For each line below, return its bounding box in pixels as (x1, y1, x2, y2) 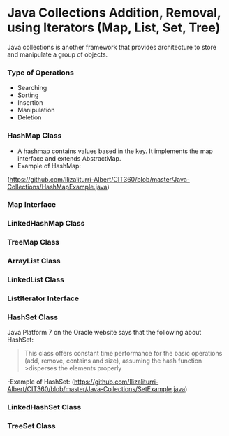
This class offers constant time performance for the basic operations (24, 349, 223, 358)
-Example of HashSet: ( (7, 377, 75, 386)
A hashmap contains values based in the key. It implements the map (17, 147, 213, 155)
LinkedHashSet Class (7, 402, 82, 412)
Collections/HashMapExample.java (7, 182, 108, 191)
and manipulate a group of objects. (7, 50, 108, 59)
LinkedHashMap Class (7, 219, 85, 228)
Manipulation (17, 106, 55, 115)
